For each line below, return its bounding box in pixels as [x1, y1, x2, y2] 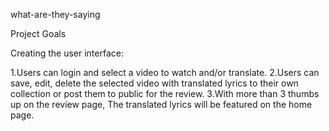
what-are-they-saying [10, 9, 101, 20]
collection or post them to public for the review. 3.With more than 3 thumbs [10, 88, 320, 99]
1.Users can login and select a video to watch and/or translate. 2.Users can [10, 67, 320, 78]
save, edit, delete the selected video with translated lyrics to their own [10, 77, 299, 89]
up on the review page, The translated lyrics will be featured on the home [10, 99, 313, 110]
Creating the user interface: [10, 47, 124, 59]
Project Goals [10, 28, 67, 39]
